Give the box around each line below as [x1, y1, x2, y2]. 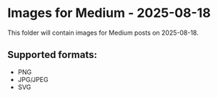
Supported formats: [7, 49, 98, 61]
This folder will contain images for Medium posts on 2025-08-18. [7, 28, 199, 37]
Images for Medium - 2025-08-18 [7, 5, 211, 21]
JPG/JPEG [17, 75, 49, 84]
